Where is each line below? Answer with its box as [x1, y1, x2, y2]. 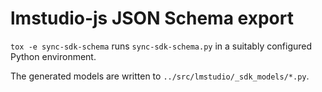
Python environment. [10, 50, 97, 62]
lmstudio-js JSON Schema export [10, 7, 294, 30]
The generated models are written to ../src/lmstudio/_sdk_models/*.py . [10, 70, 310, 82]
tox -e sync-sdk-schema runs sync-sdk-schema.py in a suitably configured [10, 40, 313, 52]
